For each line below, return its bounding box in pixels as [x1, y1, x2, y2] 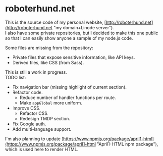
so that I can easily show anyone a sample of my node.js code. [5, 35, 133, 41]
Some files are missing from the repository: [5, 45, 93, 51]
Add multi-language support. [12, 126, 72, 132]
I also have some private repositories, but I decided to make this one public [5, 30, 159, 36]
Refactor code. [12, 89, 43, 95]
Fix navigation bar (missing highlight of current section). [12, 84, 127, 90]
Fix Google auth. [12, 121, 46, 127]
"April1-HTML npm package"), [97, 141, 159, 147]
